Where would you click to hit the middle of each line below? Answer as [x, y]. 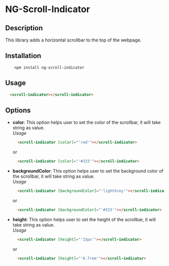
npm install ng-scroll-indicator [49, 67]
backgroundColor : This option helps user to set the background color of [88, 171]
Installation [23, 56]
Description [24, 28]
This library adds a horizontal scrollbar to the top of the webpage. [73, 40]
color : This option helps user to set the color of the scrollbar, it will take [87, 123]
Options [18, 110]
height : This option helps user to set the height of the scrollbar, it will [84, 219]
